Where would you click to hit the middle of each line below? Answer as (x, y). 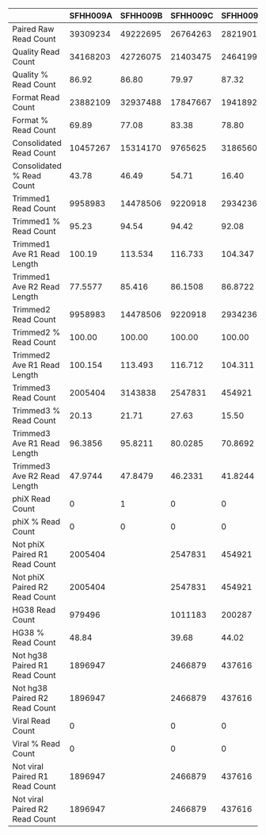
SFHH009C (192, 15)
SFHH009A (91, 15)
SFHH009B (141, 15)
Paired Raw (33, 29)
